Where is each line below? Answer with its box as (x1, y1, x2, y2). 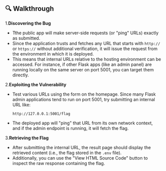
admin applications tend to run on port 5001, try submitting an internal (12, 96, 155, 102)
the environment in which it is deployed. (12, 51, 94, 57)
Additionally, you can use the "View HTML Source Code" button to (12, 155, 148, 161)
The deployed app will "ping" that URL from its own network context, (12, 120, 153, 126)
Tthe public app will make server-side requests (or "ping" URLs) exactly (12, 30, 159, 36)
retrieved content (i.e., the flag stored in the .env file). (12, 150, 122, 156)
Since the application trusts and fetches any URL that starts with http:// (12, 40, 161, 46)
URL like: (12, 102, 31, 108)
